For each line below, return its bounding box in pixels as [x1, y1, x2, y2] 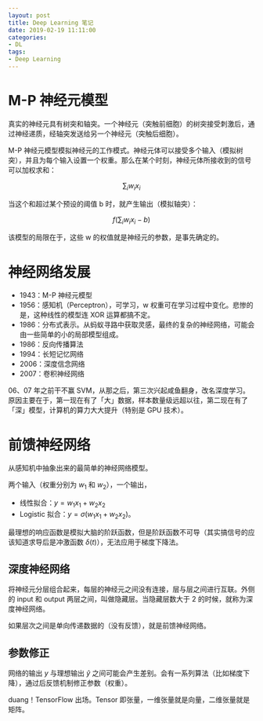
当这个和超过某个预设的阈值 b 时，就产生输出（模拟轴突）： [8, 199, 198, 208]
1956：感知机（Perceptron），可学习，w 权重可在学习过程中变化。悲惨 [19, 300, 247, 310]
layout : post [8, 11, 51, 20]
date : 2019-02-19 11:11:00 [8, 26, 96, 34]
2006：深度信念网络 [19, 359, 85, 369]
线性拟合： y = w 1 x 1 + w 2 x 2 [19, 498, 106, 509]
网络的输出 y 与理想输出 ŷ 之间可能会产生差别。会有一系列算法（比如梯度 [8, 668, 243, 678]
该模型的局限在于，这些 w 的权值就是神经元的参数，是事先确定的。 [8, 232, 224, 242]
